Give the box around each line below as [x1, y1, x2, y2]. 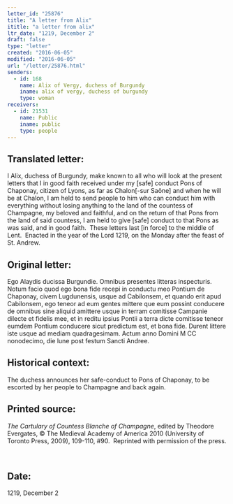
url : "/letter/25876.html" [7, 62, 86, 69]
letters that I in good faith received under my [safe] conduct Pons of [7, 179, 202, 187]
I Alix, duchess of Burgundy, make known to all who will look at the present [7, 172, 223, 180]
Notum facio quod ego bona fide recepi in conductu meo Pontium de [7, 285, 205, 293]
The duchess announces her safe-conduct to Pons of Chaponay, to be [7, 375, 210, 384]
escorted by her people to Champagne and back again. [7, 382, 166, 391]
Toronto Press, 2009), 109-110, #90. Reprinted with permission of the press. [7, 436, 227, 445]
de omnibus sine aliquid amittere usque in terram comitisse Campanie [7, 307, 208, 315]
